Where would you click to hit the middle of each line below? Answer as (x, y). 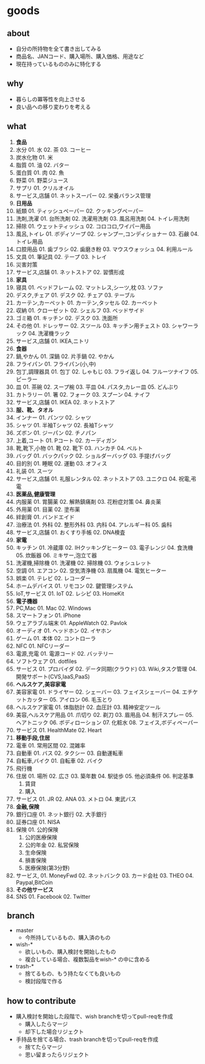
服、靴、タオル (34, 410)
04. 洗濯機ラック (49, 333)
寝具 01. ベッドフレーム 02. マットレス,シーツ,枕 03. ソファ (89, 287)
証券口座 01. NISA (38, 822)
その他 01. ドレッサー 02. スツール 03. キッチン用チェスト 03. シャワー (104, 326)
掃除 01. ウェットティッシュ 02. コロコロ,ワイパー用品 (83, 226)
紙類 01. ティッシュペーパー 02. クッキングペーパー (80, 211)
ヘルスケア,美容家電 (41, 684)
